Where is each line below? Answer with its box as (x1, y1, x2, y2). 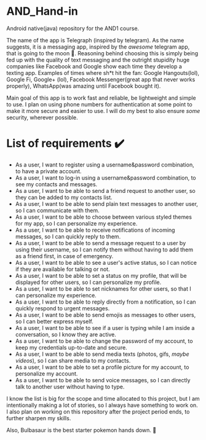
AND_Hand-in (6, 4, 79, 18)
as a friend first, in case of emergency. (15, 252, 114, 259)
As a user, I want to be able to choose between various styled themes (15, 213, 192, 221)
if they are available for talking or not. (15, 265, 110, 273)
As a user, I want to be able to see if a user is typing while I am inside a (15, 324, 195, 331)
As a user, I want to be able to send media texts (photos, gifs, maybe (15, 350, 189, 358)
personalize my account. (15, 370, 78, 377)
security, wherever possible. (6, 114, 78, 121)
